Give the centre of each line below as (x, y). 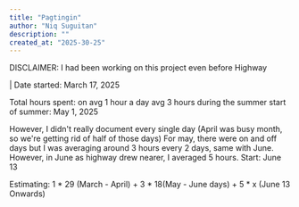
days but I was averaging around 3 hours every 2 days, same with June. (141, 148)
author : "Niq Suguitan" (54, 26)
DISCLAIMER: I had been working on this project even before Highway (138, 68)
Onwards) (28, 194)
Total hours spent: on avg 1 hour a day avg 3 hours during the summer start (148, 103)
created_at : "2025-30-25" (57, 42)
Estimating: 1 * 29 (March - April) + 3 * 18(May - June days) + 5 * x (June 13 (150, 185)
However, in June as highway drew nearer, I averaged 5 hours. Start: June (145, 158)
